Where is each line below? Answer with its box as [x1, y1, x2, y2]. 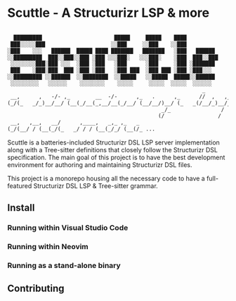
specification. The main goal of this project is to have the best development [7, 153, 225, 162]
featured [7, 182, 32, 190]
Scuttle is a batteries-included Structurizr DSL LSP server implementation [7, 138, 220, 147]
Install [7, 202, 35, 214]
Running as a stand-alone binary [7, 261, 121, 271]
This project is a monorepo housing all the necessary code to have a [7, 174, 205, 183]
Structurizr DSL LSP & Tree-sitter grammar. [33, 182, 158, 190]
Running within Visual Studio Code [7, 223, 129, 233]
